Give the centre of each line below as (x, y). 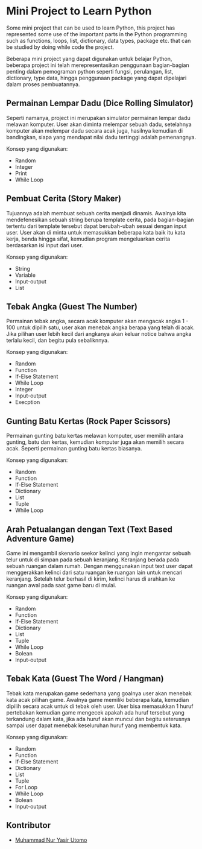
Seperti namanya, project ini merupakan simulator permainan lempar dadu (99, 118)
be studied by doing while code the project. (60, 47)
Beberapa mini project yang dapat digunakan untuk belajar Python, (89, 58)
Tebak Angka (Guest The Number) (72, 307)
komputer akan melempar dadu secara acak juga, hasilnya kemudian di (94, 130)
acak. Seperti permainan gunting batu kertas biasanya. (74, 449)
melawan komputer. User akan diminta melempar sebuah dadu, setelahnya (99, 124)
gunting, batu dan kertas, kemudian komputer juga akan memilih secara (95, 442)
